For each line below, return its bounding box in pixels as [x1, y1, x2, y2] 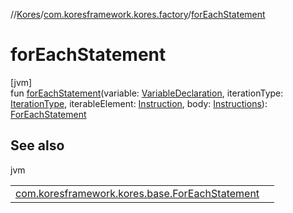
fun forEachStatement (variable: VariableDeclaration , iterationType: [10, 87, 284, 99]
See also [10, 137, 65, 154]
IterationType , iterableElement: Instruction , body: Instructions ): [10, 97, 268, 109]
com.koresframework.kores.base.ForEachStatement [15, 186, 260, 200]
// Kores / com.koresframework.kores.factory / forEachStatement [10, 9, 266, 20]
